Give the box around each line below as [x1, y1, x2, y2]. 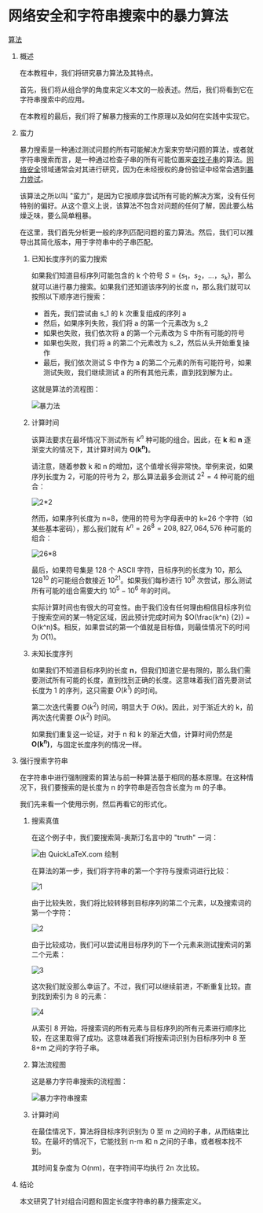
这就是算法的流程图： [31, 384, 100, 393]
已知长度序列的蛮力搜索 [31, 253, 108, 264]
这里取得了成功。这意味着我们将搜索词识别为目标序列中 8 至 [52, 1034, 247, 1043]
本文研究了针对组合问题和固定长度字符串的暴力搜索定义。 [19, 1196, 206, 1206]
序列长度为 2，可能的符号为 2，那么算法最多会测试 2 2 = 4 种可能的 [31, 470, 248, 481]
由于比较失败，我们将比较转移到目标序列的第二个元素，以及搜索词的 [31, 898, 252, 908]
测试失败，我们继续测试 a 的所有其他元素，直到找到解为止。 [42, 367, 237, 377]
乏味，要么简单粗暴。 [26, 210, 96, 220]
